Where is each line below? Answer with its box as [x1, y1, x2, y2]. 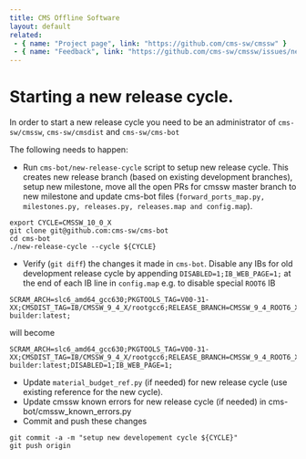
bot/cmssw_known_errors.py [22, 406, 132, 417]
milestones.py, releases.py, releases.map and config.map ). [22, 201, 253, 212]
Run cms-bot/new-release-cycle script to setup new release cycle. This [22, 162, 289, 173]
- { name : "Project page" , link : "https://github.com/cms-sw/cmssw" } [13, 38, 287, 48]
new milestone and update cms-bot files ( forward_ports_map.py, [22, 191, 266, 202]
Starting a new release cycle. [9, 87, 234, 108]
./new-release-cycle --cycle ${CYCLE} [9, 243, 157, 252]
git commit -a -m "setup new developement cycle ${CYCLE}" [9, 433, 239, 443]
